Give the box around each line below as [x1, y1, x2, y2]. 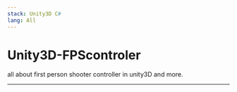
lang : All [7, 17, 37, 24]
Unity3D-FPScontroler [7, 47, 141, 63]
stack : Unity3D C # [7, 10, 61, 18]
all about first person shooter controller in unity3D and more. [7, 70, 183, 79]
